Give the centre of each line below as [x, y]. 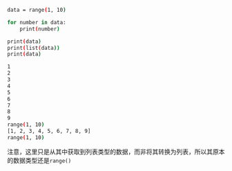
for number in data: [37, 22]
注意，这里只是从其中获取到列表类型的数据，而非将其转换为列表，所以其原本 [116, 152]
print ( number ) [40, 29]
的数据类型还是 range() [39, 160]
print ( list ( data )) [33, 48]
